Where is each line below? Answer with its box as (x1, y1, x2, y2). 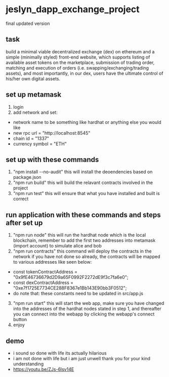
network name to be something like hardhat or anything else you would (13, 119, 161, 125)
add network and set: (13, 109, 58, 115)
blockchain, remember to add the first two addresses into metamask (13, 237, 156, 243)
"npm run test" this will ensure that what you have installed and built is (13, 191, 160, 197)
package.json (13, 174, 42, 180)
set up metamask (6, 90, 62, 99)
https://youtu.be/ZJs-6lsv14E (13, 366, 74, 372)
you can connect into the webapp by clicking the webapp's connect (13, 311, 155, 317)
